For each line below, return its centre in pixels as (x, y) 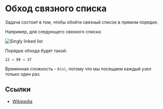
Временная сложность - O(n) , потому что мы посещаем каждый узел (78, 69)
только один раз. (23, 74)
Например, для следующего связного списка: (54, 31)
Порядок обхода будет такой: (36, 51)
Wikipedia (22, 101)
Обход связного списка (56, 9)
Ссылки (18, 90)
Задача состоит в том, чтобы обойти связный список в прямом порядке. (82, 22)
